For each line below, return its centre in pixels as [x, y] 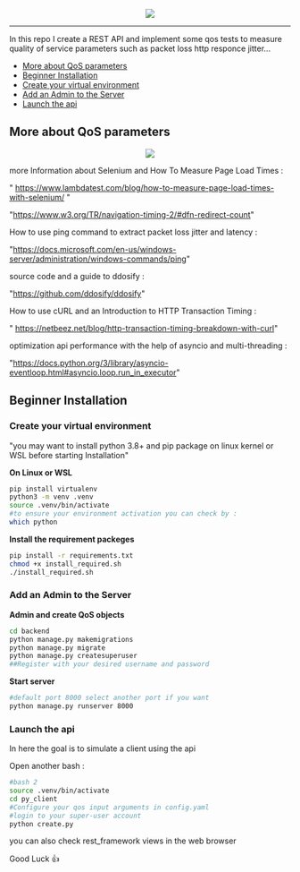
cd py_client [33, 799]
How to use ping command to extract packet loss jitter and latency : [133, 232]
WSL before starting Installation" [69, 455]
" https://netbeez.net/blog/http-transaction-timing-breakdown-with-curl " [144, 328]
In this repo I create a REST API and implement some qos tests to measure [146, 39]
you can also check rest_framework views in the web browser [123, 841]
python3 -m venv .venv [51, 497]
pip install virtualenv [54, 489]
